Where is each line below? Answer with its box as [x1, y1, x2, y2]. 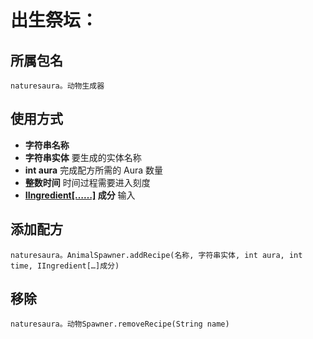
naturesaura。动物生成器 [10, 81, 105, 91]
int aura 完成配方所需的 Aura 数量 [24, 164, 164, 176]
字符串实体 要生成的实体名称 [24, 151, 142, 163]
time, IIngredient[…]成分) [10, 261, 120, 271]
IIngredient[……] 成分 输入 [24, 189, 136, 201]
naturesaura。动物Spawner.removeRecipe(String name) [10, 319, 230, 330]
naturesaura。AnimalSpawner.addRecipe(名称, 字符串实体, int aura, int [10, 250, 303, 260]
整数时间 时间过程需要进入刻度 [24, 176, 151, 188]
